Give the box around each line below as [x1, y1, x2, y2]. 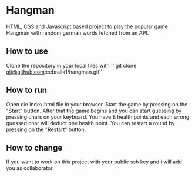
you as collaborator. [6, 165, 54, 172]
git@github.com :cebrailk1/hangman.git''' [6, 68, 105, 75]
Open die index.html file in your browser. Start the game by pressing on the [6, 101, 188, 108]
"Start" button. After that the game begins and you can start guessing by [6, 107, 182, 114]
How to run [6, 85, 48, 95]
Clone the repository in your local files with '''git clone [6, 62, 137, 69]
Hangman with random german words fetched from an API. [6, 29, 149, 36]
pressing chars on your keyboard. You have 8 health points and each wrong [6, 113, 190, 121]
